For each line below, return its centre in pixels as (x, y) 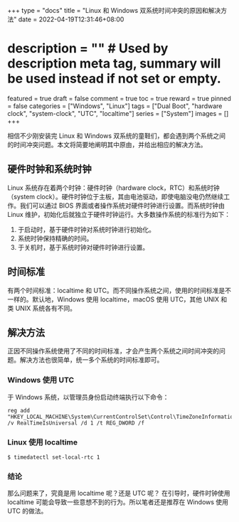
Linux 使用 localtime (43, 442)
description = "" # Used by (88, 49)
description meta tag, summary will (114, 64)
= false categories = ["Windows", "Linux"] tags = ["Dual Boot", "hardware (115, 106)
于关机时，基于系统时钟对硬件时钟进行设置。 (83, 247)
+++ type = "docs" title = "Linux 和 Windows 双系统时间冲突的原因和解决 (114, 10)
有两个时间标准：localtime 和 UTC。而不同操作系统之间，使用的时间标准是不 (119, 290)
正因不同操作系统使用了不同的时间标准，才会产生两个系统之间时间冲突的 (113, 351)
